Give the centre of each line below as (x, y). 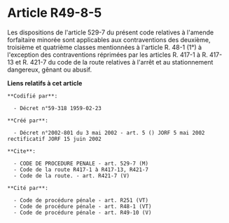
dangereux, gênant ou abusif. (50, 69)
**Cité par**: (28, 188)
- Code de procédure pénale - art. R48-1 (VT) (83, 206)
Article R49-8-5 (55, 13)
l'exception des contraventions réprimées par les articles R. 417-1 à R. (107, 55)
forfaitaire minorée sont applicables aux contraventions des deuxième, (109, 39)
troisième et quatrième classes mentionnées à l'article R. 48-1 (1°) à (104, 47)
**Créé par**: (28, 121)
